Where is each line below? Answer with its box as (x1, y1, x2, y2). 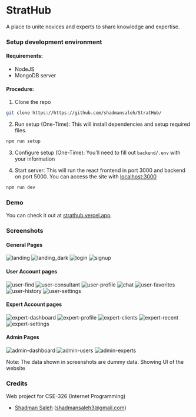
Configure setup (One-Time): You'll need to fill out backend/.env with (14, 149, 181, 157)
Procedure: (6, 85, 34, 92)
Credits (6, 379, 28, 387)
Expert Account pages (6, 301, 62, 308)
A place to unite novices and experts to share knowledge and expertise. (6, 23, 180, 30)
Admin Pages (6, 334, 39, 341)
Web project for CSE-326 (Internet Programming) (6, 393, 126, 400)
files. (14, 127, 27, 134)
